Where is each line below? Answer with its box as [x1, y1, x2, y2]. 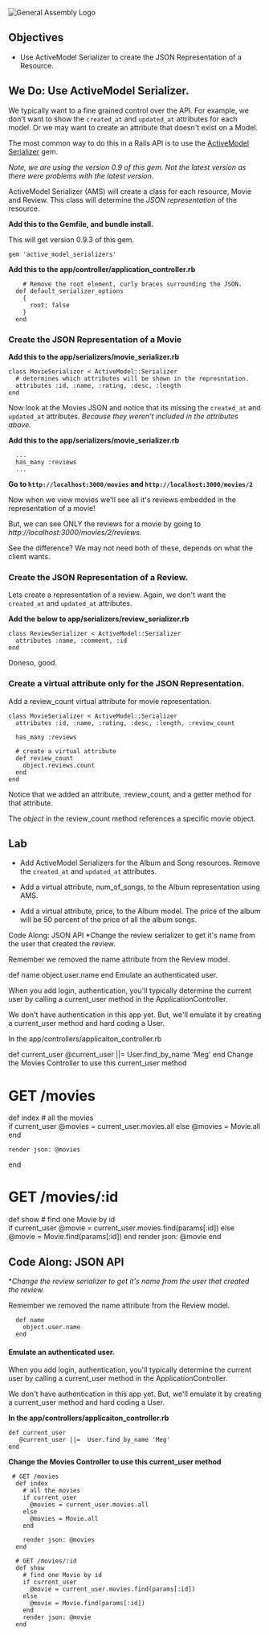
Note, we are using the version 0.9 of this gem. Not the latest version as [8, 162, 247, 172]
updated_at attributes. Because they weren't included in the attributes [8, 411, 238, 421]
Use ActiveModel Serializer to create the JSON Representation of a [19, 52, 243, 62]
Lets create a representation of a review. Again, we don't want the [8, 590, 226, 599]
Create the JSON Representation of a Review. [8, 571, 189, 583]
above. [8, 419, 31, 430]
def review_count [15, 754, 74, 762]
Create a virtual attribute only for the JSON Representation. [8, 678, 245, 690]
